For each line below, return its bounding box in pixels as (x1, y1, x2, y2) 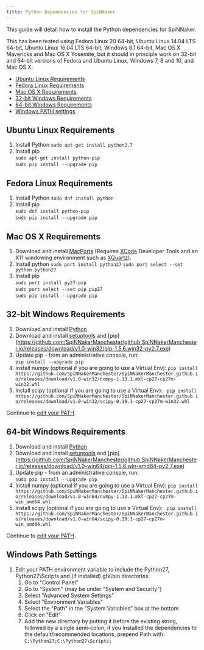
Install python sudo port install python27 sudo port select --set (15, 260, 183, 268)
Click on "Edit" (24, 611, 61, 618)
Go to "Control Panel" (24, 579, 79, 586)
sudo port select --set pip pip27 (15, 287, 103, 293)
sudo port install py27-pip (15, 280, 86, 286)
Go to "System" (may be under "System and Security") (24, 585, 163, 592)
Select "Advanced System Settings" (24, 592, 114, 599)
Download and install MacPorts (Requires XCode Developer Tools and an (15, 248, 198, 255)
